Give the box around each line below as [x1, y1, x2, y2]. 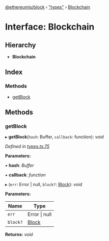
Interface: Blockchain [5, 22, 95, 32]
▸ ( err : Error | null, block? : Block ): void [5, 182, 82, 187]
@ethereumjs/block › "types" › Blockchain [5, 4, 90, 10]
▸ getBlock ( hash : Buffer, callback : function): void [5, 134, 104, 140]
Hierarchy [5, 41, 36, 49]
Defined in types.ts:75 [5, 143, 50, 149]
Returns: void [5, 232, 33, 238]
